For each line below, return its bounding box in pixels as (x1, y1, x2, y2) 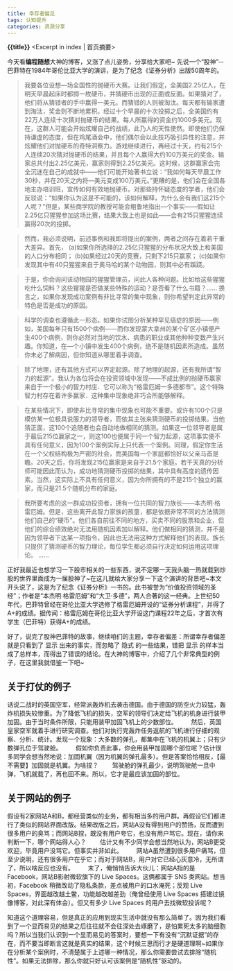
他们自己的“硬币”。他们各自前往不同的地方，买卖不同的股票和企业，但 (24, 516, 225, 524)
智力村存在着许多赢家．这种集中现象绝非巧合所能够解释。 (24, 391, 189, 399)
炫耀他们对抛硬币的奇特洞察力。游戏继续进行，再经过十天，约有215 (24, 141, 217, 150)
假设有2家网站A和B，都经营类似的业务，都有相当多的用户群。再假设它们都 (7, 812, 220, 820)
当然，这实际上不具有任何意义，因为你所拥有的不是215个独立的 (36, 476, 217, 484)
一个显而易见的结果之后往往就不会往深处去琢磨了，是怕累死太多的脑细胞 (19, 922, 226, 930)
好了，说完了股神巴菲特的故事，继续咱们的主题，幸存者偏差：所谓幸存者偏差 (7, 633, 226, 641)
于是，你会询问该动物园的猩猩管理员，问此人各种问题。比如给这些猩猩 (24, 275, 225, 284)
